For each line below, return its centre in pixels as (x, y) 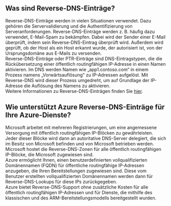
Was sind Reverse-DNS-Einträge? (60, 8)
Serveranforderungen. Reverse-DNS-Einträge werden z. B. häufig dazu (80, 31)
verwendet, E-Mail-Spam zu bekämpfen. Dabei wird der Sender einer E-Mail (86, 37)
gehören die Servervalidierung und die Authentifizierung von (69, 26)
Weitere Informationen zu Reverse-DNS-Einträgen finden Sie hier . (74, 91)
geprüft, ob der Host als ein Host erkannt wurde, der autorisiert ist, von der (84, 47)
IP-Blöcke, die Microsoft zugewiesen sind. (50, 154)
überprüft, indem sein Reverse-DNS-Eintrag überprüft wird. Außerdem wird (84, 42)
